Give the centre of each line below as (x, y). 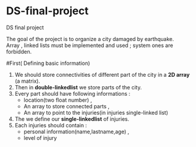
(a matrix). (27, 81)
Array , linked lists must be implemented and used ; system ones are (90, 45)
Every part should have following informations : (72, 93)
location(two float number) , (58, 100)
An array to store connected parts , (67, 106)
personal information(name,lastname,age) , (76, 132)
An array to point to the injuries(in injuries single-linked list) (96, 112)
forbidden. (19, 51)
